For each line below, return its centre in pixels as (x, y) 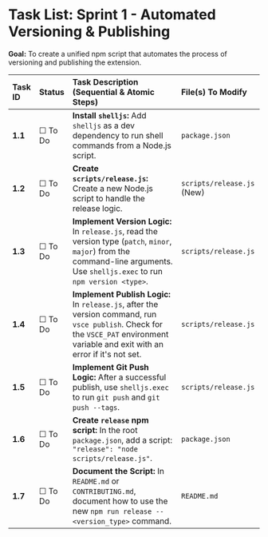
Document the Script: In (118, 471)
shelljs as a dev (104, 125)
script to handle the (108, 198)
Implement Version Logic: (122, 221)
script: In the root (105, 430)
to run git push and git (116, 397)
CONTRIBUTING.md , (104, 491)
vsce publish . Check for (118, 324)
